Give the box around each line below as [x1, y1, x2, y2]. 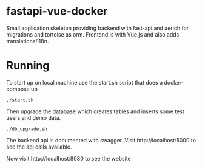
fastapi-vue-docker [6, 4, 108, 18]
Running [6, 59, 50, 72]
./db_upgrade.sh [6, 126, 47, 132]
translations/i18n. [6, 37, 49, 44]
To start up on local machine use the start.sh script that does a [6, 79, 163, 86]
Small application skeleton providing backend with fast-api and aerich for [6, 24, 189, 32]
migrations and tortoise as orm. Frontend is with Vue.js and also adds [6, 30, 180, 38]
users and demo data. [6, 114, 61, 121]
